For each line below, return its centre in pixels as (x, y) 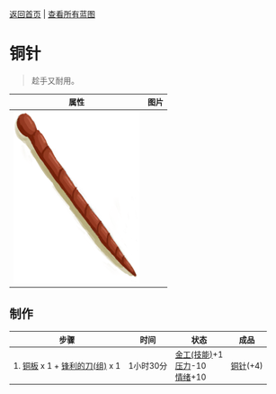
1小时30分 (148, 365)
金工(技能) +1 (199, 354)
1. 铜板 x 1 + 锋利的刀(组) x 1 (67, 365)
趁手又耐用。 (55, 80)
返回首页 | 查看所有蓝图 (53, 14)
